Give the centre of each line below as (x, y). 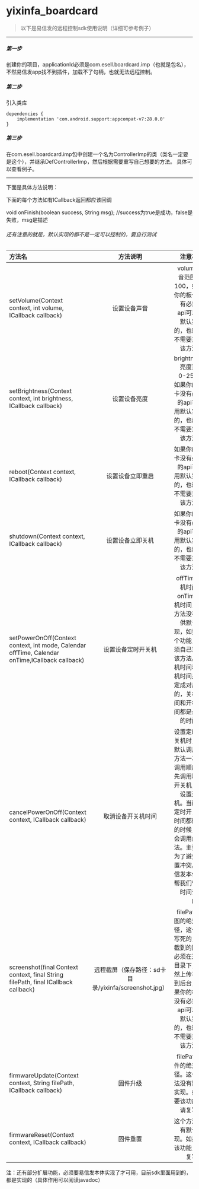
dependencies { (25, 114)
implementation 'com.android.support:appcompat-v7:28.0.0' (91, 119)
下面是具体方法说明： (32, 187)
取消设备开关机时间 (130, 816)
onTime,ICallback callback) (47, 660)
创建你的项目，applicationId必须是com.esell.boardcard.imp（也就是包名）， (98, 64)
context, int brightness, (41, 399)
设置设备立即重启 (130, 476)
